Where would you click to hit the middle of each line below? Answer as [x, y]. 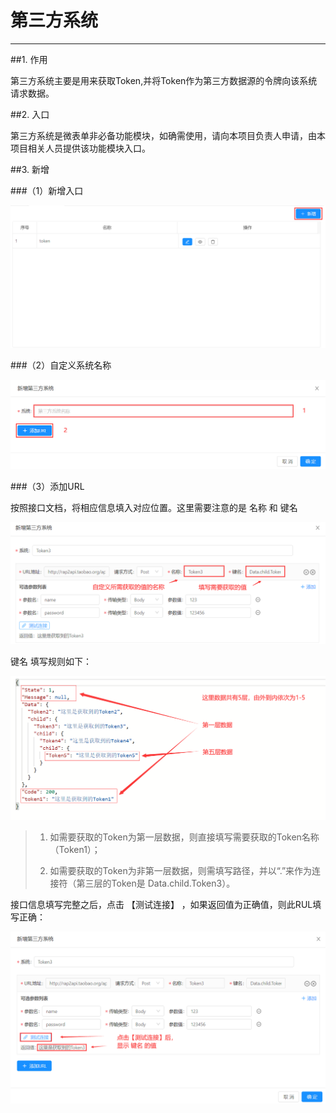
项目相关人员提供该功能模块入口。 [80, 148]
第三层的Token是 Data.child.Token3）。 [156, 883]
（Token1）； [75, 850]
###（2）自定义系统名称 [61, 365]
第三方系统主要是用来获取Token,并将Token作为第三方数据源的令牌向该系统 [164, 80]
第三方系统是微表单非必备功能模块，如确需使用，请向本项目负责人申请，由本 [168, 135]
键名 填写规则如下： [51, 662]
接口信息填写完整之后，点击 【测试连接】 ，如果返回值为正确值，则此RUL [161, 905]
